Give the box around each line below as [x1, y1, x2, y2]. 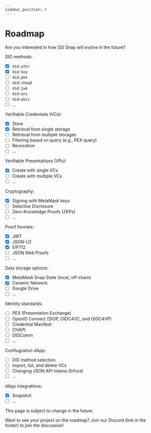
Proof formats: [5, 224, 34, 229]
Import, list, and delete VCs [12, 362, 67, 368]
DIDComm [12, 332, 33, 338]
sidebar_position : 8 [5, 7, 47, 12]
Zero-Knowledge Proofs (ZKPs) [12, 208, 75, 214]
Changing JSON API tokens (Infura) [12, 368, 84, 374]
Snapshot [12, 393, 32, 398]
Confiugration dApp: [5, 347, 46, 353]
